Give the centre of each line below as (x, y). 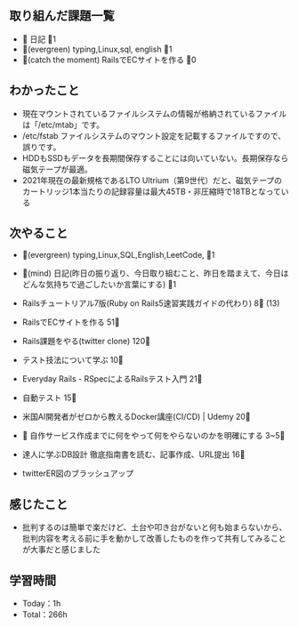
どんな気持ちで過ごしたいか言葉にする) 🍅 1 (99, 285)
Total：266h (45, 615)
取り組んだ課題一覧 (62, 16)
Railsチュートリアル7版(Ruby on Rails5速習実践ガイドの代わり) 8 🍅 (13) (151, 303)
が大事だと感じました (61, 550)
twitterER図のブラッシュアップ (78, 473)
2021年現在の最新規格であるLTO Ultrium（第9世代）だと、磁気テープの (152, 180)
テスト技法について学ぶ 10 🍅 (73, 360)
